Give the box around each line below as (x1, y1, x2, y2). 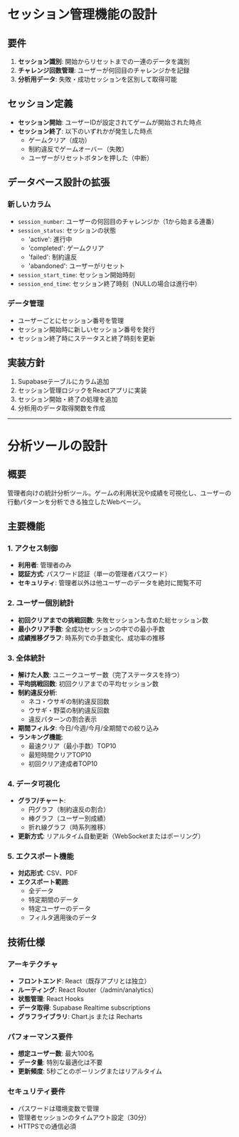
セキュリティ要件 (7, 1087, 65, 1096)
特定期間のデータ (28, 895, 79, 904)
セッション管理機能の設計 (7, 6, 158, 23)
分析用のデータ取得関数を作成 (17, 403, 105, 412)
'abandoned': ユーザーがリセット (28, 261, 126, 270)
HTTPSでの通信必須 (17, 1121, 77, 1131)
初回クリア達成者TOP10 (28, 759, 98, 768)
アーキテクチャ (7, 959, 58, 969)
